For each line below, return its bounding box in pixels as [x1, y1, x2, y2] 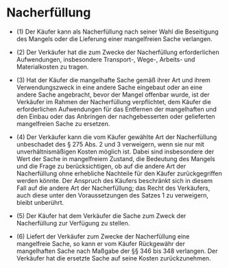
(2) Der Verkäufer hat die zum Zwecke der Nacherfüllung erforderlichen [16, 48, 220, 56]
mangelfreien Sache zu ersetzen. [16, 119, 110, 127]
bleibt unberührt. [16, 198, 64, 206]
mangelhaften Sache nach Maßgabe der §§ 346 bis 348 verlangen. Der [16, 247, 218, 255]
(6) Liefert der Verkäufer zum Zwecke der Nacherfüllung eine [16, 232, 190, 241]
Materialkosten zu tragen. [16, 62, 89, 71]
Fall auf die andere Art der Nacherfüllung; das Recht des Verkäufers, [16, 184, 210, 192]
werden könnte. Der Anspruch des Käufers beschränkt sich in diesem [16, 176, 213, 184]
